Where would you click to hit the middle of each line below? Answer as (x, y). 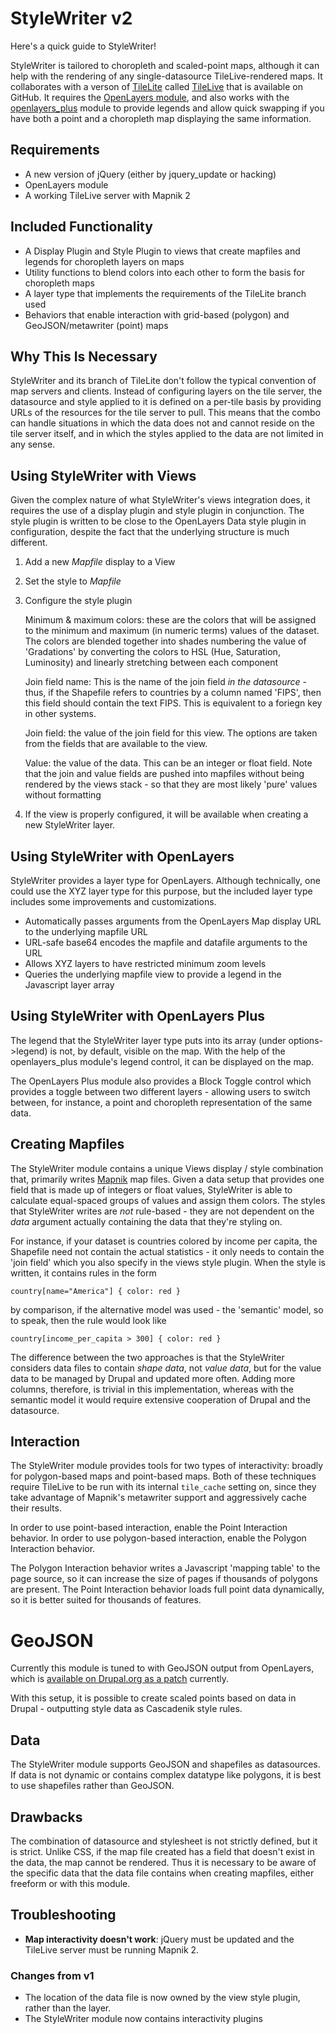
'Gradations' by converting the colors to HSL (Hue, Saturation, (152, 652)
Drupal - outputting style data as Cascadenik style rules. (126, 1709)
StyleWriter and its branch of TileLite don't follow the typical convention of (163, 381)
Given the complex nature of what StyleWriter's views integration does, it (160, 500)
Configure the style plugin (78, 601)
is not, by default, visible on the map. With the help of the (167, 1051)
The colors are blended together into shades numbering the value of (165, 641)
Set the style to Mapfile (73, 581)
